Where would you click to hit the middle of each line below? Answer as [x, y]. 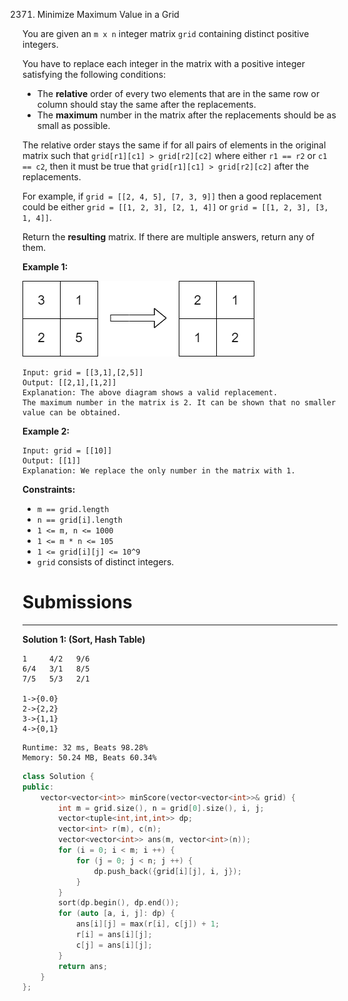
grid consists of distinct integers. [105, 562]
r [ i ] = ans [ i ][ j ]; [114, 935]
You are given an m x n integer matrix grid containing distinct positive [166, 33]
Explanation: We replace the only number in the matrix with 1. [159, 471]
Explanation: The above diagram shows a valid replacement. [150, 393]
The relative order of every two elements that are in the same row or [178, 93]
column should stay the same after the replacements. [146, 104]
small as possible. [73, 125]
